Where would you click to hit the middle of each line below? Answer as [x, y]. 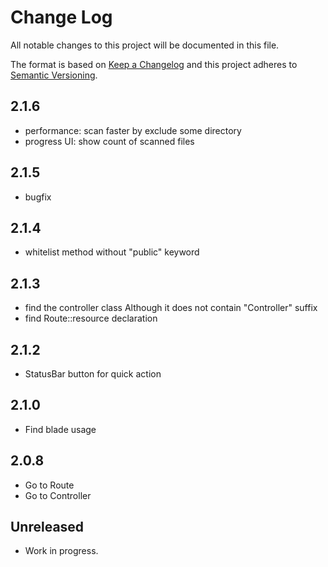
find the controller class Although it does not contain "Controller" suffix [171, 308]
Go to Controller [58, 495]
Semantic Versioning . [54, 75]
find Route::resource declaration [91, 318]
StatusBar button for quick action [93, 374]
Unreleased [47, 527]
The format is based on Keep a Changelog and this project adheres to [154, 64]
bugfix [38, 197]
